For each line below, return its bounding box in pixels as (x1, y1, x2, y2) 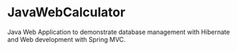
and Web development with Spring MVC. (7, 35, 126, 43)
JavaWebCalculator (7, 4, 126, 21)
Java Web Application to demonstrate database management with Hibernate (7, 28, 230, 36)
